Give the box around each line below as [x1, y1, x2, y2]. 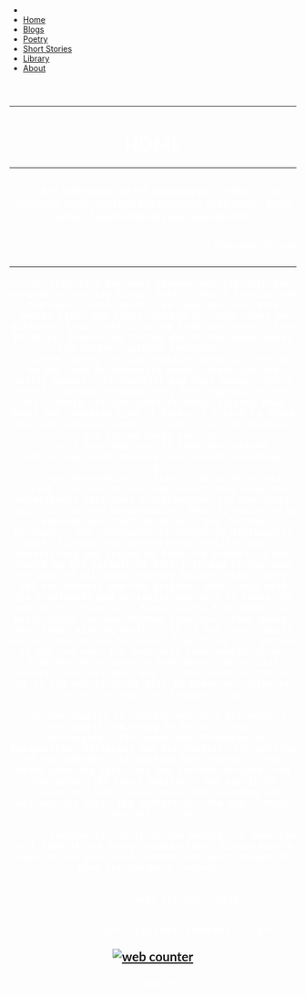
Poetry [22, 34, 48, 45]
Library [22, 53, 50, 64]
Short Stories [22, 44, 73, 54]
